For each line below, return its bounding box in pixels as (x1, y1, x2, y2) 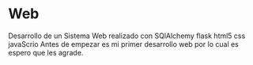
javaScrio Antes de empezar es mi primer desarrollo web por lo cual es (8, 39, 240, 48)
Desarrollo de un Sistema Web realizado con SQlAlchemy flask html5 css (8, 31, 246, 40)
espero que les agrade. (8, 48, 84, 57)
